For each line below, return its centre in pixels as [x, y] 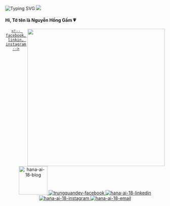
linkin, [16, 40]
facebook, [16, 35]
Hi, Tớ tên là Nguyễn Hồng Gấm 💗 [41, 20]
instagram [16, 45]
